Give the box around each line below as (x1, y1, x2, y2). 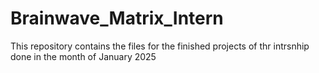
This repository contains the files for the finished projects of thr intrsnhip (10, 40, 310, 52)
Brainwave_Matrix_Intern (10, 7, 224, 30)
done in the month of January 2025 (10, 50, 157, 62)
